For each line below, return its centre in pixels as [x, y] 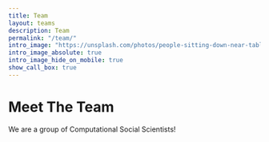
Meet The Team [61, 106]
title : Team [28, 16]
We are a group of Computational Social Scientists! [92, 129]
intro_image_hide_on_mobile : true [66, 61]
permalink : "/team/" [43, 38]
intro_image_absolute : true [55, 53]
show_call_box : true [43, 68]
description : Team [39, 30]
